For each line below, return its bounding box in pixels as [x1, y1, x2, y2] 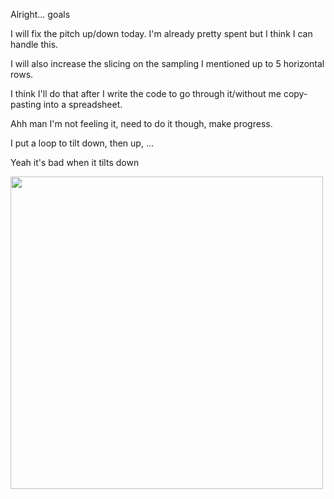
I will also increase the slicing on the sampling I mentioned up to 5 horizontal [10, 58, 325, 69]
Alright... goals [10, 9, 71, 20]
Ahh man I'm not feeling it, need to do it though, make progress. [10, 118, 273, 129]
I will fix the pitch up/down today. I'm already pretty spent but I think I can [10, 28, 313, 39]
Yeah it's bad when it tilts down [10, 157, 140, 168]
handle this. [10, 39, 59, 50]
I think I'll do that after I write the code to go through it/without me [10, 88, 282, 99]
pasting [10, 99, 42, 110]
